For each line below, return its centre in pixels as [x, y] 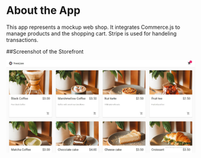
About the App [43, 11]
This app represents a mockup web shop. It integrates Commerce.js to [93, 27]
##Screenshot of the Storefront [45, 51]
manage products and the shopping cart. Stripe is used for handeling [91, 33]
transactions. [22, 40]
